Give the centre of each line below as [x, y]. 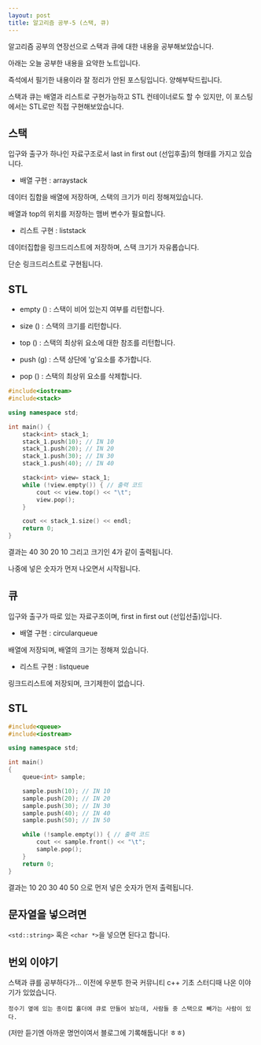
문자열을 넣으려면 [48, 914]
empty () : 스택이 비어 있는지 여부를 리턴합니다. [92, 309]
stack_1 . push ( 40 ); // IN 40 [68, 464]
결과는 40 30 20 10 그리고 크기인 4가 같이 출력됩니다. [90, 552]
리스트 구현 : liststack [53, 231]
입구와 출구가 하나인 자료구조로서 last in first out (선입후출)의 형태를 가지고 [123, 154]
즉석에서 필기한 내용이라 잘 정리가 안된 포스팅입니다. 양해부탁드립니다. [115, 80]
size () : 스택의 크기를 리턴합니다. [70, 326]
